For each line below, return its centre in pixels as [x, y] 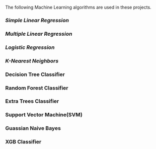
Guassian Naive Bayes [33, 128]
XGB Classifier [23, 142]
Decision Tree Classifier [35, 74]
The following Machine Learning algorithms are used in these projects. [79, 7]
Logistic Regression [30, 47]
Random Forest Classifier [37, 88]
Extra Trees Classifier [32, 101]
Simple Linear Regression [37, 20]
